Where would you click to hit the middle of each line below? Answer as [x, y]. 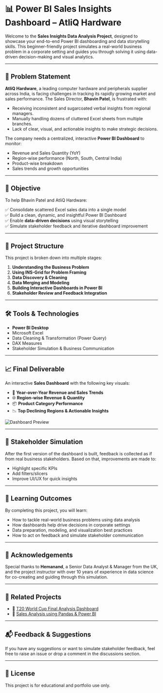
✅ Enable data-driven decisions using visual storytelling [62, 220]
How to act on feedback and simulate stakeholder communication [78, 535]
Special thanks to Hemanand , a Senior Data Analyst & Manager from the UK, [81, 567]
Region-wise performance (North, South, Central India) [67, 158]
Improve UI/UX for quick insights [45, 478]
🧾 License [20, 674]
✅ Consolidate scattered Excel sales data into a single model [65, 209]
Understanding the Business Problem [50, 267]
